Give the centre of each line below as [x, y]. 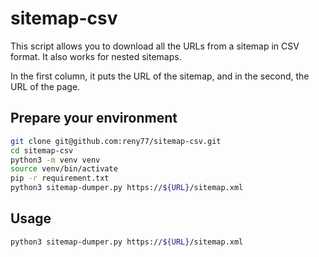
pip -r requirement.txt [60, 178]
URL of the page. [45, 86]
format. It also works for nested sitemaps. [96, 56]
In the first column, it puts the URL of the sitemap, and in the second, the [160, 76]
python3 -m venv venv [55, 160]
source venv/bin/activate [64, 169]
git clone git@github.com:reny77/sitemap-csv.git [116, 141]
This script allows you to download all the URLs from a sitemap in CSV [155, 46]
